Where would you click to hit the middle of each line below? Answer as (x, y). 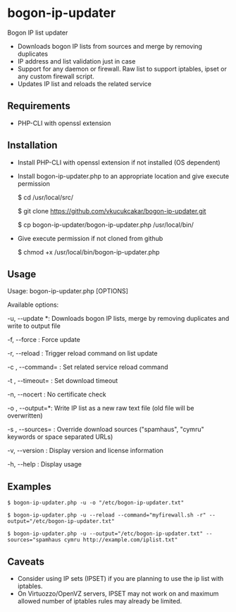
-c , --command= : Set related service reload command (88, 367)
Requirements (39, 106)
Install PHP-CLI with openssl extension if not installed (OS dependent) (119, 162)
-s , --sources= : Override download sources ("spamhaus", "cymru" (106, 430)
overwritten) (25, 416)
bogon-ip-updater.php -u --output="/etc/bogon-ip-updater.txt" (108, 534)
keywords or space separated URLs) (60, 437)
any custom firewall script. (56, 76)
